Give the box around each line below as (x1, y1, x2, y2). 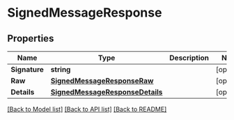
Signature (10, 65, 44, 74)
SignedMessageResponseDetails (50, 87, 163, 96)
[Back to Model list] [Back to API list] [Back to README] (7, 105, 167, 113)
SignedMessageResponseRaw (50, 76, 154, 85)
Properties (7, 33, 54, 44)
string (50, 65, 71, 74)
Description (169, 53, 209, 62)
